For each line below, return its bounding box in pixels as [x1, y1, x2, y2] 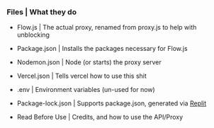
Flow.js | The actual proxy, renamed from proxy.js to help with [16, 23, 197, 32]
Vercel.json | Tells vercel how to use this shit [16, 71, 147, 81]
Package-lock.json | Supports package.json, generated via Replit [16, 99, 207, 107]
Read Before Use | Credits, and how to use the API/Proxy [16, 113, 184, 122]
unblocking [16, 30, 50, 39]
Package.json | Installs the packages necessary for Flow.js [16, 45, 188, 53]
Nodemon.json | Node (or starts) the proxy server [16, 58, 162, 66]
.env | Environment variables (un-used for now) [16, 86, 155, 94]
